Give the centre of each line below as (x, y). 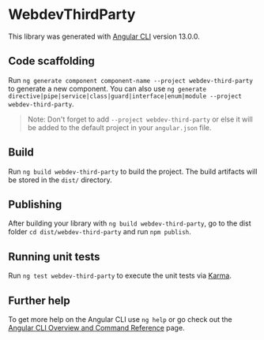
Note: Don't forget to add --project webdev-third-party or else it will (140, 119)
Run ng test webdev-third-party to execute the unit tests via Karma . (120, 276)
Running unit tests (54, 257)
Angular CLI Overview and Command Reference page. (96, 328)
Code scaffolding (51, 61)
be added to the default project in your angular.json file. (119, 127)
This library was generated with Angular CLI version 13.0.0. (104, 36)
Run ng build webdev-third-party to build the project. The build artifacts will (133, 171)
